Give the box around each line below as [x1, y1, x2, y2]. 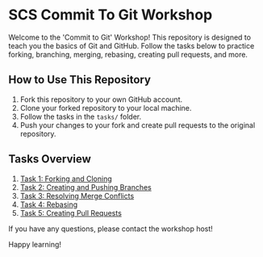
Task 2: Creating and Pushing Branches [19, 182, 152, 192]
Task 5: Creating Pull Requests [19, 208, 123, 217]
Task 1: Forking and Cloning [19, 174, 112, 183]
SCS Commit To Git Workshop [8, 6, 213, 24]
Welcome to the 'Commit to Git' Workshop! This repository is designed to [8, 32, 252, 42]
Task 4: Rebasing [19, 200, 78, 209]
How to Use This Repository [8, 73, 152, 86]
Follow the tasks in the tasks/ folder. [19, 112, 142, 121]
